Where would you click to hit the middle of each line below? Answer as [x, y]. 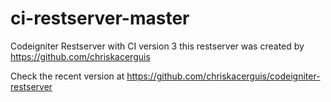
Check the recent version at [67, 76]
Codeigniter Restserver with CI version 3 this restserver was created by [157, 46]
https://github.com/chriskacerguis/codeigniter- [223, 76]
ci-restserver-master [100, 18]
